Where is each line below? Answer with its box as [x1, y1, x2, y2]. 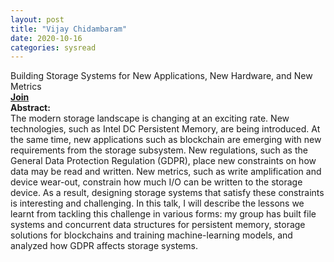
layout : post [10, 14, 65, 25]
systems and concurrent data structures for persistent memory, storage [10, 219, 306, 231]
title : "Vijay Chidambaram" [10, 24, 128, 34]
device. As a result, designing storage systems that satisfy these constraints [10, 187, 325, 199]
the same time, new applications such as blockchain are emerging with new [10, 134, 322, 146]
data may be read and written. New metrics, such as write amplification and [10, 166, 322, 178]
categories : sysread [10, 42, 97, 53]
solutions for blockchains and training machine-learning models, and [10, 229, 293, 241]
